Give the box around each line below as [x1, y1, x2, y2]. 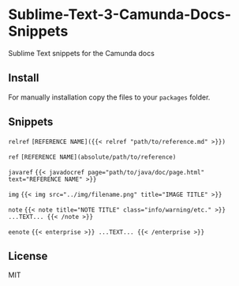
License [8, 249, 48, 262]
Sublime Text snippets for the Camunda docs [8, 48, 155, 58]
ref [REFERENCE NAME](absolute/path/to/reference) [8, 152, 177, 161]
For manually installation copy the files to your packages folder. [8, 92, 211, 102]
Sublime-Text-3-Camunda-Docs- [8, 6, 231, 24]
